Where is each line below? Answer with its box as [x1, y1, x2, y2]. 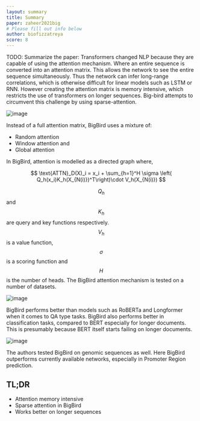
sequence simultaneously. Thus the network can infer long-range [6, 73, 169, 80]
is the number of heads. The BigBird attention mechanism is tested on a [6, 277, 184, 284]
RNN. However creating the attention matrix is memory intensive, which [6, 86, 184, 92]
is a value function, [6, 239, 54, 246]
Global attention [14, 146, 55, 153]
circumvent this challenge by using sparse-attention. [6, 98, 137, 106]
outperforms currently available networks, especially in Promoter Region [6, 355, 186, 362]
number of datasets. [6, 283, 57, 290]
